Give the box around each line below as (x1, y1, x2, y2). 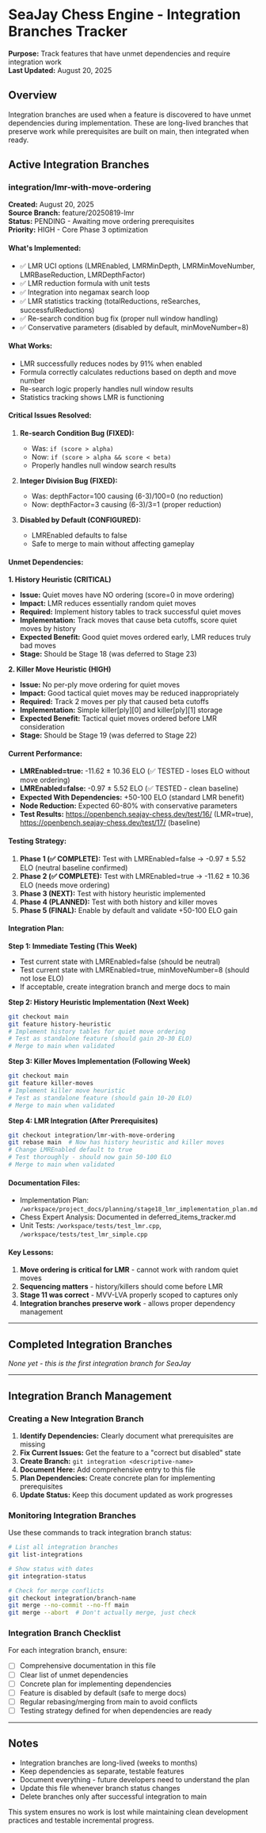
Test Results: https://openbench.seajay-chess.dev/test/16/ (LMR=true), (19, 810, 253, 819)
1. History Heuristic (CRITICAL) (8, 575, 112, 584)
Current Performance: (8, 749, 83, 758)
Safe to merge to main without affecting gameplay (31, 539, 196, 549)
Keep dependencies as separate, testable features (19, 1766, 184, 1776)
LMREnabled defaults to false (31, 530, 128, 541)
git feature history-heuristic (8, 1020, 112, 1028)
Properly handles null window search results (31, 460, 177, 470)
